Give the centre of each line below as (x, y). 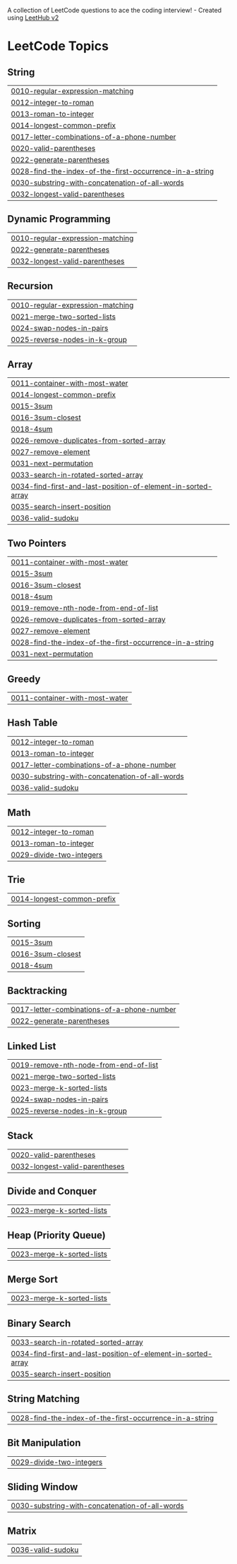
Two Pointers (37, 543)
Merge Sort (33, 1279)
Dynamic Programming (59, 219)
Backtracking (37, 990)
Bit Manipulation (44, 1443)
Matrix (22, 1531)
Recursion (30, 286)
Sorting (24, 923)
